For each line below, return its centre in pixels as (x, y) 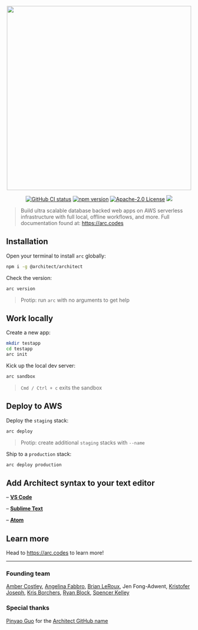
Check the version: (29, 278)
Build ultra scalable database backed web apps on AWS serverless (102, 210)
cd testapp (19, 349)
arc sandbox (21, 377)
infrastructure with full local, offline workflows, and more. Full (95, 217)
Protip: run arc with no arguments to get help (75, 300)
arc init (17, 354)
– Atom (15, 520)
